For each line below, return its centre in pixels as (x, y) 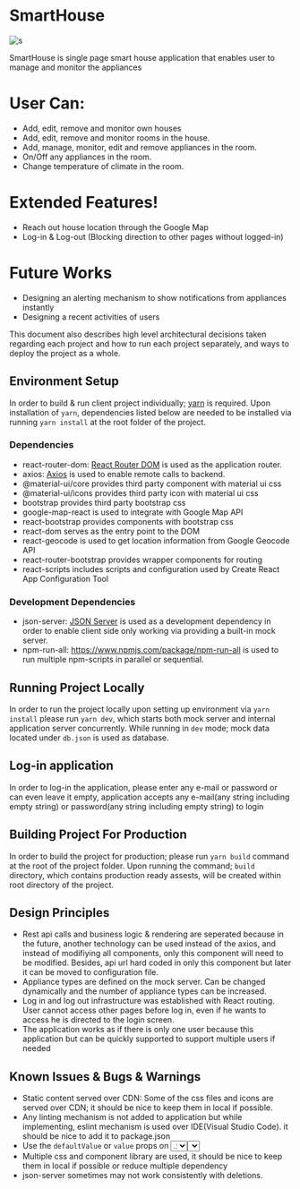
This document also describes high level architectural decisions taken (138, 334)
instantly (38, 307)
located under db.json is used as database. (89, 737)
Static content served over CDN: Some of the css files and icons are (148, 1099)
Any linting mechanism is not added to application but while (132, 1117)
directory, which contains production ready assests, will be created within (146, 875)
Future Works (61, 273)
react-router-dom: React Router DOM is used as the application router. (152, 464)
